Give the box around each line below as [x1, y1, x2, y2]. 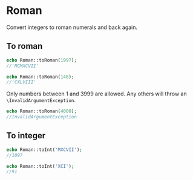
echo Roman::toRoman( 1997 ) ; [6, 57, 77, 63]
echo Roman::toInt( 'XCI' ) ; [6, 163, 74, 169]
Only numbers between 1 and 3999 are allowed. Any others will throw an [6, 90, 187, 97]
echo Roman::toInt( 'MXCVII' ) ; [6, 146, 83, 153]
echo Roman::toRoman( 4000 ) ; [6, 108, 77, 115]
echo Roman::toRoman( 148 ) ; [6, 74, 74, 80]
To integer [6, 130, 46, 141]
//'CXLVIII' [6, 79, 36, 85]
